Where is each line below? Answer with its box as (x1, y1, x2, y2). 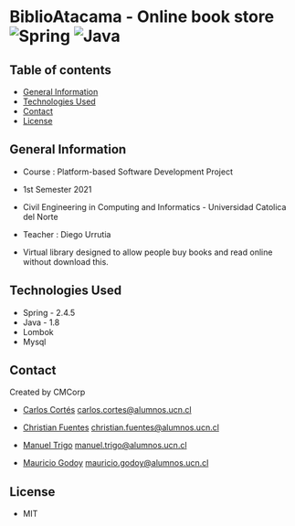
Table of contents (9, 62, 111, 78)
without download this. (22, 256, 110, 267)
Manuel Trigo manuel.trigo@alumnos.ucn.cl (22, 440, 187, 451)
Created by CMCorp (9, 386, 86, 398)
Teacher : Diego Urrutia (22, 228, 111, 239)
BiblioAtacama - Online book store (9, 6, 275, 27)
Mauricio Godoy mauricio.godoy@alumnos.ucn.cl (22, 458, 209, 468)
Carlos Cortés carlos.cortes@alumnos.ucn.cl (22, 405, 192, 416)
